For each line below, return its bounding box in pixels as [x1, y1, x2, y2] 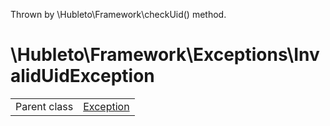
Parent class [15, 99, 74, 113]
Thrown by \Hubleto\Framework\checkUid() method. [10, 9, 227, 20]
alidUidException [10, 65, 155, 88]
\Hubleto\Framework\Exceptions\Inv [10, 44, 320, 66]
